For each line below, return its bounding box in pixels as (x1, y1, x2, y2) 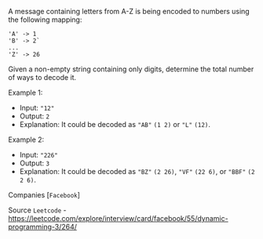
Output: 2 (19, 111, 49, 121)
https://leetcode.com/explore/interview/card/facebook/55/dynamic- (8, 214, 229, 223)
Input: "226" (19, 150, 59, 159)
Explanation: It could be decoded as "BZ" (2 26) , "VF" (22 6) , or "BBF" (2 (19, 167, 255, 176)
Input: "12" (19, 103, 55, 112)
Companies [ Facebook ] (8, 190, 81, 199)
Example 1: (8, 88, 43, 97)
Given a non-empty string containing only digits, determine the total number (8, 64, 254, 74)
